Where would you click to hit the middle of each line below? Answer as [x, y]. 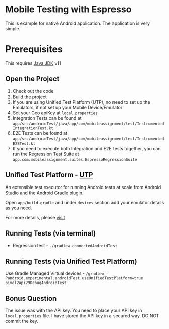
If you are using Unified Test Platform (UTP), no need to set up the [81, 102]
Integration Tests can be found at [47, 118]
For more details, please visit [35, 217]
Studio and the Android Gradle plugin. [44, 193]
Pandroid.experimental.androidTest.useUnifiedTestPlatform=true [74, 278]
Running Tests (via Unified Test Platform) [71, 261]
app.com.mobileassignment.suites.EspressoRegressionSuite [75, 159]
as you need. [19, 208]
